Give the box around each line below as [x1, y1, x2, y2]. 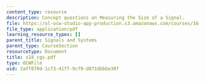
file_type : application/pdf [6, 26, 78, 32]
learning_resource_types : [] [6, 32, 81, 38]
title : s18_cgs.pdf [6, 54, 56, 60]
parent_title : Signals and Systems [6, 37, 97, 43]
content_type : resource [6, 9, 67, 15]
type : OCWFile [6, 60, 43, 66]
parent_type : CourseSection [6, 43, 78, 49]
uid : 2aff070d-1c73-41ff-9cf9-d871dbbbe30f [6, 65, 120, 72]
